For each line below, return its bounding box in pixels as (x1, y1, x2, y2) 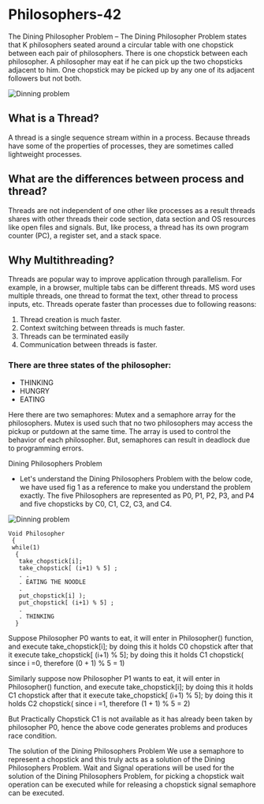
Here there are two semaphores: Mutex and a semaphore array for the (8, 409, 236, 419)
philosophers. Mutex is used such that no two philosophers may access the (8, 418, 254, 428)
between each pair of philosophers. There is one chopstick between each (8, 48, 248, 58)
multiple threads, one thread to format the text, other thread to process (8, 291, 239, 301)
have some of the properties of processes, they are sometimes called (8, 140, 234, 151)
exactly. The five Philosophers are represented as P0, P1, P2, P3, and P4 (19, 491, 255, 500)
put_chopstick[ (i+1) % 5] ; (18, 598, 114, 607)
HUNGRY (19, 386, 50, 395)
